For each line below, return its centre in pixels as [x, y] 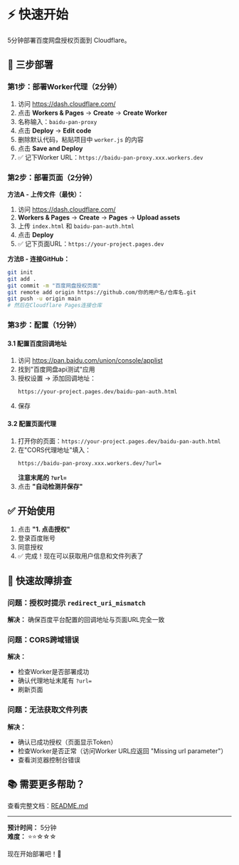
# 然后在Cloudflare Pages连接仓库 [55, 306]
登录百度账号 [36, 538]
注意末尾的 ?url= [42, 477]
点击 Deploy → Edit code [54, 130]
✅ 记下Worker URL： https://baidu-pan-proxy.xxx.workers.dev [110, 157]
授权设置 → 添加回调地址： [57, 378]
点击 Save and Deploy [50, 148]
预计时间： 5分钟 [32, 828]
